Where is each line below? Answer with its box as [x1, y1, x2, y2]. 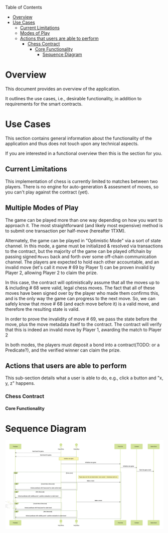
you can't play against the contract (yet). [5, 189, 89, 195]
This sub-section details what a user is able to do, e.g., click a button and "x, [5, 375, 163, 381]
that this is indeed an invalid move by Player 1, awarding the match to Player [5, 326, 162, 332]
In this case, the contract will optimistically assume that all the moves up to [5, 279, 160, 285]
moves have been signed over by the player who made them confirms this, [5, 290, 159, 296]
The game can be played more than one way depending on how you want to [5, 217, 163, 223]
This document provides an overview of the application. [5, 86, 120, 92]
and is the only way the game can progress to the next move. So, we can [5, 295, 155, 301]
